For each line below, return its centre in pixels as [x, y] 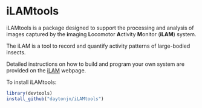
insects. [16, 52]
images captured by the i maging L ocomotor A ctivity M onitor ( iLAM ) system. [101, 34]
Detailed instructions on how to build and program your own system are [96, 64]
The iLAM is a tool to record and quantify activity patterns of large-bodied [98, 46]
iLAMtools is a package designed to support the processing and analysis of [100, 28]
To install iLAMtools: [31, 82]
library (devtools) [29, 93]
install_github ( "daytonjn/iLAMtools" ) [55, 99]
